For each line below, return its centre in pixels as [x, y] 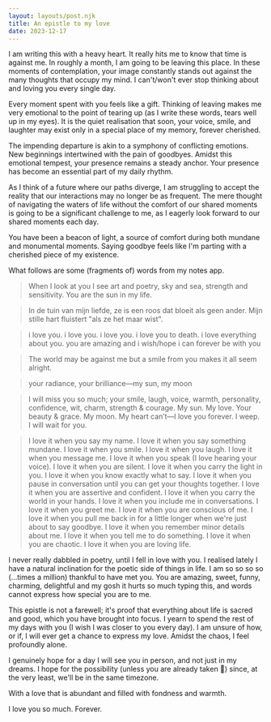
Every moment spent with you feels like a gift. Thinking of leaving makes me [135, 104]
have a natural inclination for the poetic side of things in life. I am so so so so [136, 569]
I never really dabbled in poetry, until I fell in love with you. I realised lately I [133, 560]
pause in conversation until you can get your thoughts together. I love [144, 484]
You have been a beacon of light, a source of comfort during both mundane [134, 238]
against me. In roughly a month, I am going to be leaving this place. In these [134, 62]
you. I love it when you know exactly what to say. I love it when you [140, 475]
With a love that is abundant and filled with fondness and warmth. [118, 694]
